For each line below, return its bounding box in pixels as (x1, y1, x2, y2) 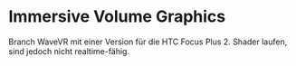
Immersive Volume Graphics (8, 6, 226, 27)
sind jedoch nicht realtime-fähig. (8, 45, 130, 56)
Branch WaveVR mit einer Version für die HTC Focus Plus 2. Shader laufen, (8, 36, 288, 47)
